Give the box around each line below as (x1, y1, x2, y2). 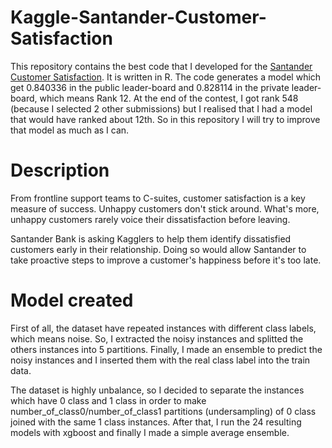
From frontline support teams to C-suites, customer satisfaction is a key (10, 192, 306, 204)
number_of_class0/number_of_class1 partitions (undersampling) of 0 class (10, 405, 317, 417)
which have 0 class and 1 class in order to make (10, 394, 207, 406)
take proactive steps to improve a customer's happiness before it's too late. (10, 254, 322, 266)
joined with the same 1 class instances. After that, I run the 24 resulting (10, 416, 302, 428)
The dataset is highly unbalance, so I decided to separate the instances (10, 384, 305, 396)
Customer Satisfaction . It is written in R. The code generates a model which (10, 71, 322, 83)
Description (10, 159, 110, 182)
